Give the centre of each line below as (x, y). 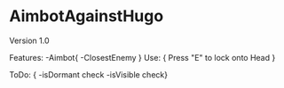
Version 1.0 (29, 40)
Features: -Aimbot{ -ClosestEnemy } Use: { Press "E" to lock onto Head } (142, 57)
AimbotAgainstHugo (87, 16)
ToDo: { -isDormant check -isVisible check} (89, 74)
